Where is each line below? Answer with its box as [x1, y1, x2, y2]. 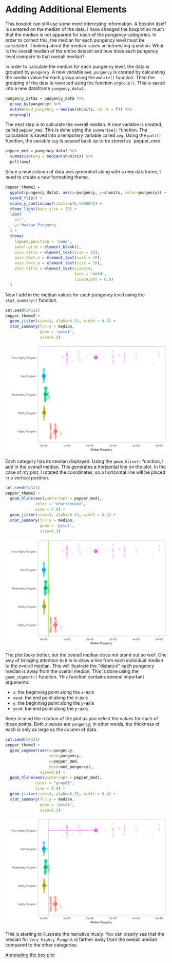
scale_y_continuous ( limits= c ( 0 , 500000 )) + [10, 201, 102, 206]
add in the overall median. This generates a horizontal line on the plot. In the [5, 463, 166, 470]
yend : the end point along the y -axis [12, 706, 88, 712]
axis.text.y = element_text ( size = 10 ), [14, 261, 102, 266]
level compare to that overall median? [5, 53, 85, 60]
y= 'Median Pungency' [14, 223, 59, 228]
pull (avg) [10, 159, 31, 165]
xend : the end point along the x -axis [12, 694, 88, 701]
